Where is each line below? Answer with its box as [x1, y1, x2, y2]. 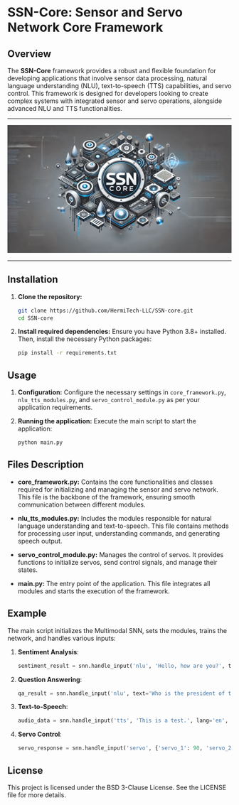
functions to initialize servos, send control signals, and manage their [17, 558, 218, 566]
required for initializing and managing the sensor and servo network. [17, 485, 218, 494]
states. [17, 566, 38, 574]
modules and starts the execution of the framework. [17, 587, 170, 595]
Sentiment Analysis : [17, 647, 80, 656]
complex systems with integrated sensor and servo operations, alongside [7, 97, 223, 105]
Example [7, 607, 47, 620]
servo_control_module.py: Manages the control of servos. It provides [17, 550, 224, 558]
